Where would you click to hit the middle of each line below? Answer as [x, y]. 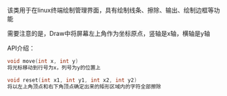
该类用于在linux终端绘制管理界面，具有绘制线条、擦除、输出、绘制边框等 [110, 10]
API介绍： [21, 48]
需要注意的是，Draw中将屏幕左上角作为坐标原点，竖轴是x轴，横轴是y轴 [109, 33]
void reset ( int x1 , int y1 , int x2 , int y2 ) [72, 80]
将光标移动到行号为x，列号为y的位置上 [54, 68]
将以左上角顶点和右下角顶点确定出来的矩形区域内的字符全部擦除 [84, 86]
